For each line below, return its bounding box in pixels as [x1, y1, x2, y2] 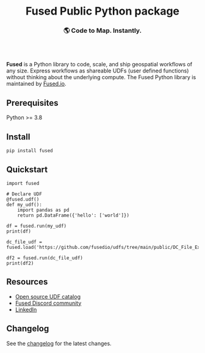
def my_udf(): [6, 201, 43, 208]
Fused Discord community [15, 299, 82, 307]
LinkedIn [15, 306, 37, 313]
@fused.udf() [6, 196, 40, 202]
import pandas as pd [17, 207, 70, 213]
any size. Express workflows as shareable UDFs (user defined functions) [6, 67, 189, 74]
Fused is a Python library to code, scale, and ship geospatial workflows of [6, 61, 193, 68]
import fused [6, 180, 40, 186]
